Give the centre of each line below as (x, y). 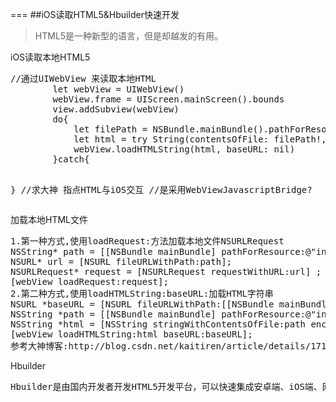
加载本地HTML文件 (49, 219)
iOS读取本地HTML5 (50, 57)
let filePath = (110, 129)
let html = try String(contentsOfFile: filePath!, (200, 139)
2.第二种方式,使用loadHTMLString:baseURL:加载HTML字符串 (142, 293)
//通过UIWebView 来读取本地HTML (83, 78)
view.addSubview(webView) (116, 109)
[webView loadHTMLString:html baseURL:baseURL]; (131, 334)
